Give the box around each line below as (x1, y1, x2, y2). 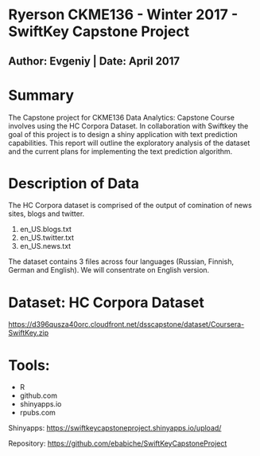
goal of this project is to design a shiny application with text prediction (8, 129, 239, 139)
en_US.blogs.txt (19, 225, 72, 234)
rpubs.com (19, 408, 56, 418)
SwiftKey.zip (8, 328, 49, 338)
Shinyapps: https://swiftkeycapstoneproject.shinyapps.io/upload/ (8, 423, 222, 433)
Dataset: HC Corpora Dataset (8, 293, 204, 312)
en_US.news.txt (19, 242, 72, 251)
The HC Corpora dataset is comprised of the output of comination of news (8, 201, 252, 210)
